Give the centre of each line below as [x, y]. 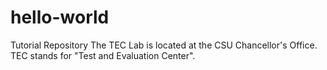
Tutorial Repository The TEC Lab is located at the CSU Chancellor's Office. [164, 45]
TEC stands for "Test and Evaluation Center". [103, 55]
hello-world [60, 17]
